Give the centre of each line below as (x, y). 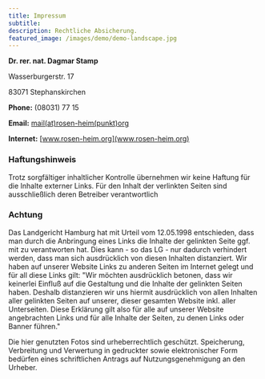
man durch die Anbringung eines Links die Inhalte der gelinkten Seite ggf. (129, 241)
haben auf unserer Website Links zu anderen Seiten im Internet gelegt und (131, 267)
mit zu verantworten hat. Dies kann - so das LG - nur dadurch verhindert (128, 249)
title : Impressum (37, 16)
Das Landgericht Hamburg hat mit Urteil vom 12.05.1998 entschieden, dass (131, 232)
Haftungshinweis (42, 160)
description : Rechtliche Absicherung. (73, 31)
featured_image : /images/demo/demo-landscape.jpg (93, 38)
